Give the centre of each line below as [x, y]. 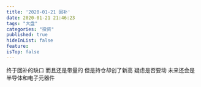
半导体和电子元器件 [31, 78]
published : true [27, 35]
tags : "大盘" [22, 23]
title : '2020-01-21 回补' [38, 12]
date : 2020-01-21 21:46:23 [41, 18]
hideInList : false [30, 40]
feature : [17, 47]
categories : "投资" [30, 29]
